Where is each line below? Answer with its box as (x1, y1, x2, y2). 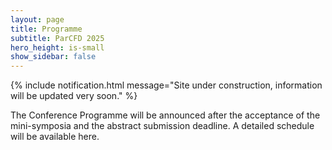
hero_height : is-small (10, 42, 105, 53)
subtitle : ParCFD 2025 (10, 33, 105, 43)
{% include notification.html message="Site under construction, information (10, 79, 323, 91)
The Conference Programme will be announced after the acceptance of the (10, 109, 321, 121)
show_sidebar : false (10, 52, 97, 62)
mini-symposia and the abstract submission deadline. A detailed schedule (10, 120, 315, 132)
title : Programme (10, 24, 83, 34)
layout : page (10, 14, 65, 25)
